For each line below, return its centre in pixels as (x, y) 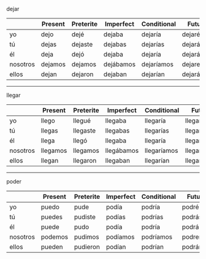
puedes (52, 217)
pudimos (86, 237)
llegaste (85, 130)
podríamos (157, 237)
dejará (191, 54)
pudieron (87, 247)
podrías (152, 217)
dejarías (153, 44)
